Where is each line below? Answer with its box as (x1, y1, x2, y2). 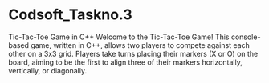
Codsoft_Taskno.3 (8, 6, 132, 24)
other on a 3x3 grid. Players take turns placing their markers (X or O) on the (8, 49, 259, 58)
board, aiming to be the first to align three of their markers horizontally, (8, 57, 243, 67)
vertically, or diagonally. (8, 65, 87, 75)
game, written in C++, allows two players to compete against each (31, 40, 251, 49)
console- (230, 32, 261, 41)
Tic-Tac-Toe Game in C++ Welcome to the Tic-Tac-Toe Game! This (8, 32, 230, 41)
